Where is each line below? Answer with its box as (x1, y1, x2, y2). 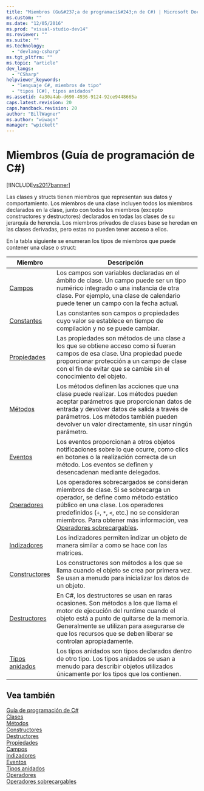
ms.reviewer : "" (6, 32, 47, 38)
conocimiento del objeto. (56, 372, 127, 381)
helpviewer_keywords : (6, 77, 61, 83)
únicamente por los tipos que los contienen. (56, 670, 182, 678)
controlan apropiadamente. (56, 637, 134, 645)
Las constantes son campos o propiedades (56, 309, 180, 317)
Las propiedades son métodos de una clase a (56, 334, 186, 343)
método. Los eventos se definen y (56, 460, 153, 469)
